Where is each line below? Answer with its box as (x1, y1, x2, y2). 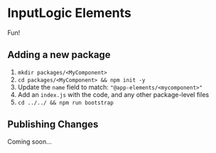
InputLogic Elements (7, 5, 131, 21)
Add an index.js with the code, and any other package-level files (17, 90, 210, 98)
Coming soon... (7, 137, 52, 146)
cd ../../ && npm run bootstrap (17, 99, 114, 106)
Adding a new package (7, 49, 112, 61)
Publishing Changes (7, 118, 99, 130)
